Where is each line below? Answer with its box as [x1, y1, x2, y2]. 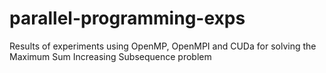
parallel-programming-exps [9, 7, 246, 30]
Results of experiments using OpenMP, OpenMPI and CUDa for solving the [9, 40, 317, 52]
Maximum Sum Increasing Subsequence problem [9, 50, 212, 62]
